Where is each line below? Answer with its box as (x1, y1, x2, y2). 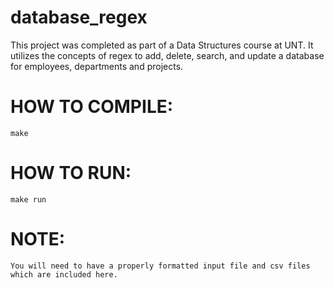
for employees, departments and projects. (10, 60, 184, 72)
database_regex (10, 6, 148, 29)
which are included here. (10, 269, 118, 280)
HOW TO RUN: (10, 162, 132, 185)
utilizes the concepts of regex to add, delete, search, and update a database (10, 49, 325, 61)
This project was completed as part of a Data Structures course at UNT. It (10, 39, 314, 51)
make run (10, 194, 47, 205)
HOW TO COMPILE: (10, 96, 174, 118)
